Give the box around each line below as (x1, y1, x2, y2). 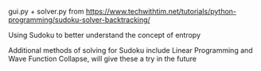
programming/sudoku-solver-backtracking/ (8, 15, 151, 24)
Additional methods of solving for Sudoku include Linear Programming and (8, 46, 253, 54)
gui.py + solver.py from (8, 7, 85, 16)
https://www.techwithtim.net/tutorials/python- (85, 7, 237, 16)
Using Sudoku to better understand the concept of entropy (8, 31, 201, 39)
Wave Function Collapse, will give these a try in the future (8, 54, 197, 63)
